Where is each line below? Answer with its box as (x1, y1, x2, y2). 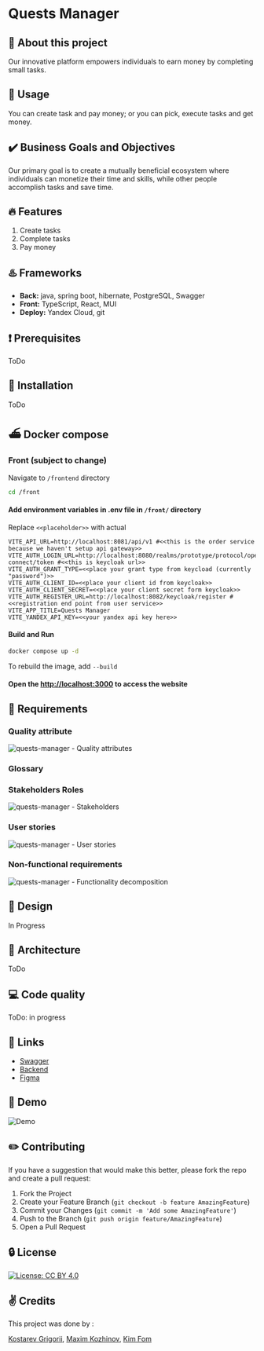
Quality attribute (8, 726, 72, 737)
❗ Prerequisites (8, 331, 81, 345)
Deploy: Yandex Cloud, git (19, 308, 105, 317)
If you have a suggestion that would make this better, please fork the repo (8, 1165, 247, 1174)
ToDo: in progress (8, 1012, 66, 1022)
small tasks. (8, 65, 47, 75)
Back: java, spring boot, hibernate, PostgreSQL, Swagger (19, 291, 206, 301)
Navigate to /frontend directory (8, 473, 110, 482)
